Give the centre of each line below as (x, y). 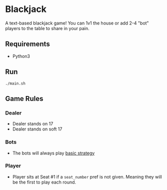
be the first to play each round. (44, 182)
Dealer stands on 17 (33, 124)
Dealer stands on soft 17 (37, 129)
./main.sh (15, 83)
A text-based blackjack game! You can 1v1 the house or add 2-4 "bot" (77, 23)
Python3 (21, 56)
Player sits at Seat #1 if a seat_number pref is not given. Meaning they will (87, 176)
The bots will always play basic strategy (53, 153)
